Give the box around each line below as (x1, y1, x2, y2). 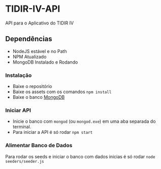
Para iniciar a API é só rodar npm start (12, 129, 93, 135)
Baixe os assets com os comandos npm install (12, 89, 112, 95)
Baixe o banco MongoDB (12, 94, 65, 100)
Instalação (5, 72, 32, 79)
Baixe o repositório (12, 83, 52, 90)
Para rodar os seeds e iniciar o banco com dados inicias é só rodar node (5, 153, 155, 159)
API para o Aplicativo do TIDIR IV (5, 20, 74, 26)
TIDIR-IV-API (5, 3, 60, 15)
